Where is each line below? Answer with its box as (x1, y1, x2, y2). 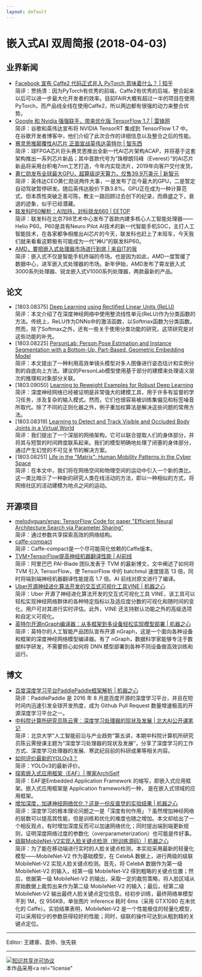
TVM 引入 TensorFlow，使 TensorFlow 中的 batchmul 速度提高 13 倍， (14, 568, 189, 575)
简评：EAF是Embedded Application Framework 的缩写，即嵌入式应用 (14, 777, 186, 784)
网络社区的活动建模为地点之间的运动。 (14, 482, 110, 489)
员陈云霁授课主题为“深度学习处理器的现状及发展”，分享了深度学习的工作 (14, 740, 194, 747)
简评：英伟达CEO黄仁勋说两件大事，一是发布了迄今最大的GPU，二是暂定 (14, 177, 195, 184)
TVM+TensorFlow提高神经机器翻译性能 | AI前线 (14, 553, 132, 560)
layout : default (6, 8, 47, 15)
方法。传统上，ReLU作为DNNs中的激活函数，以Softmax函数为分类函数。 (14, 318, 195, 325)
